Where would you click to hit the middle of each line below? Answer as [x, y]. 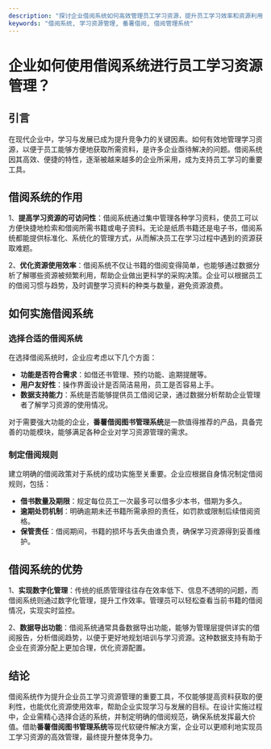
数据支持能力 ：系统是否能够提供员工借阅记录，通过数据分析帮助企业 [133, 395]
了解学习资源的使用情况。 [70, 405]
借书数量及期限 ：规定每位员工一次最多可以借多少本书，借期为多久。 [133, 501]
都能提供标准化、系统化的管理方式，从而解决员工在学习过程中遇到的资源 [135, 238]
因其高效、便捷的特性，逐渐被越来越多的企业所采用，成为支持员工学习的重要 [135, 159]
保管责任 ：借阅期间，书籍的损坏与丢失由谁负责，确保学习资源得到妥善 [137, 531]
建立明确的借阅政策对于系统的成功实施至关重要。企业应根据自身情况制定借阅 [135, 474]
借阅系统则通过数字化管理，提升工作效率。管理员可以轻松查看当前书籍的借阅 [135, 601]
